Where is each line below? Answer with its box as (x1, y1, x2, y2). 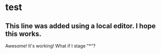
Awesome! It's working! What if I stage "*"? (5, 43, 95, 49)
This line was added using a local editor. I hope (5, 22, 156, 30)
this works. (5, 29, 42, 38)
